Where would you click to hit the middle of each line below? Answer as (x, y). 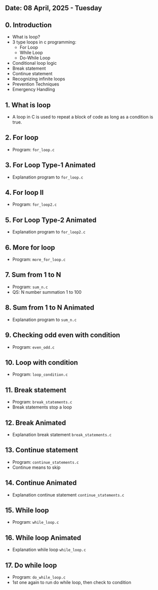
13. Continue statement (42, 450)
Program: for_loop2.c (34, 204)
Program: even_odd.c (33, 347)
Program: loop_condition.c (40, 374)
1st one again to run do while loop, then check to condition (72, 583)
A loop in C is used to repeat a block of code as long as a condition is (83, 117)
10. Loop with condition (41, 362)
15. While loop (27, 510)
